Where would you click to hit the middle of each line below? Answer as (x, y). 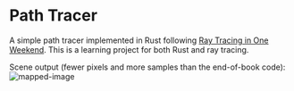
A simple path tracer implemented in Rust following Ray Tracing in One (139, 40)
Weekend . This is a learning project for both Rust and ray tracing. (129, 49)
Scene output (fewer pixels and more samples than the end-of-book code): (147, 67)
